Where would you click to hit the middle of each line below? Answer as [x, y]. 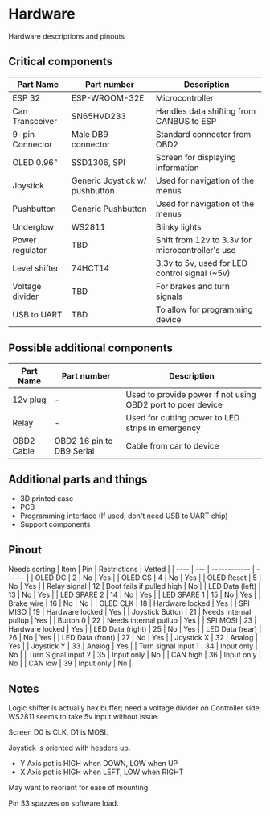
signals [169, 296]
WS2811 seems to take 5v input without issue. [84, 717]
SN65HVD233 [99, 116]
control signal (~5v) [193, 273]
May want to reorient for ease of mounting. [79, 787]
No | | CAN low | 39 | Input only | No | [70, 663]
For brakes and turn [193, 286]
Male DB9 [90, 134]
